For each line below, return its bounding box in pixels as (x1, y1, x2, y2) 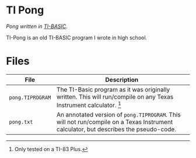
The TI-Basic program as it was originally (56, 85, 170, 93)
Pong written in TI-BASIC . (6, 23, 68, 30)
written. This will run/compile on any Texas (56, 93, 174, 101)
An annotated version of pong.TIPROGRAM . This (56, 111, 181, 119)
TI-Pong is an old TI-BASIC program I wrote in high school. (6, 34, 148, 41)
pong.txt (9, 119, 33, 125)
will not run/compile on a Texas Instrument (56, 118, 173, 126)
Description (105, 75, 139, 83)
